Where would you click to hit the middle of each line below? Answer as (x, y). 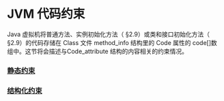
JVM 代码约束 (46, 14)
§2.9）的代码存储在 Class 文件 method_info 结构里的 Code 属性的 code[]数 (112, 42)
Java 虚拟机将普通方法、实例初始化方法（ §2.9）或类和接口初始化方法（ (109, 34)
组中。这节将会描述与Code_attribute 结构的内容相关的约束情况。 (97, 51)
